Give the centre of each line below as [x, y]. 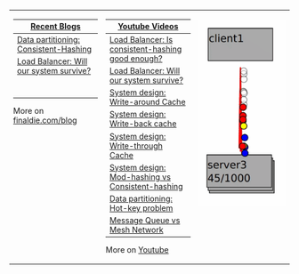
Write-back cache [143, 124]
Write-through [136, 145]
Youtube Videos [148, 27]
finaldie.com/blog [45, 120]
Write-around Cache [148, 102]
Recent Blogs [56, 27]
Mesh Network [137, 230]
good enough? [136, 58]
